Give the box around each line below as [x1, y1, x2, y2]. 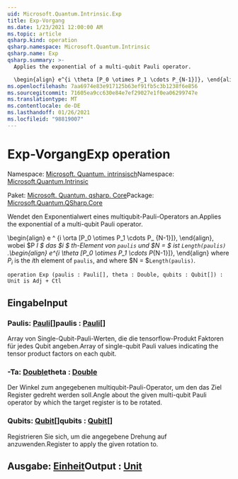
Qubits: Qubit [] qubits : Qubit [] [7, 416, 113, 426]
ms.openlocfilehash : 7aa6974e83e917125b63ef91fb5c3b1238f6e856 [7, 82, 198, 89]
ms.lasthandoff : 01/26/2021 [7, 109, 91, 116]
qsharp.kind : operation [7, 37, 78, 44]
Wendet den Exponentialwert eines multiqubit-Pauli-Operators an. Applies [7, 212, 222, 221]
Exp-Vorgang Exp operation [7, 146, 171, 162]
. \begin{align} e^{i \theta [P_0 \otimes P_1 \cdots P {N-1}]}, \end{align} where [7, 248, 229, 257]
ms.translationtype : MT [7, 96, 78, 103]
